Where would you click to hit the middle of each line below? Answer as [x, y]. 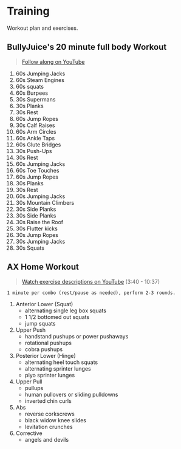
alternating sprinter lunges [58, 368]
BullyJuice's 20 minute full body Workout [87, 47]
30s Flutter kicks [37, 228]
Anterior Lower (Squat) [44, 304]
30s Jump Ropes [37, 235]
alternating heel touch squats [61, 362]
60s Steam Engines [40, 80]
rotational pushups [48, 343]
